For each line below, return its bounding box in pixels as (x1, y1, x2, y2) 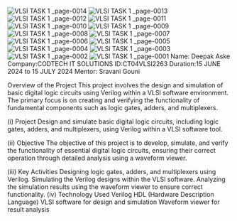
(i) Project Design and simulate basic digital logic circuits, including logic (7, 117, 219, 126)
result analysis (7, 205, 50, 213)
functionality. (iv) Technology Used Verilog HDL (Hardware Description (7, 190, 214, 198)
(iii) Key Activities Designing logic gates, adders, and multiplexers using (7, 168, 216, 176)
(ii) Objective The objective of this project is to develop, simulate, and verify (7, 139, 228, 147)
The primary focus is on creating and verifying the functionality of (7, 96, 200, 104)
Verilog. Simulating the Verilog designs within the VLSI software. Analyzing (7, 175, 226, 183)
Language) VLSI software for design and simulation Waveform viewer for (7, 198, 220, 206)
